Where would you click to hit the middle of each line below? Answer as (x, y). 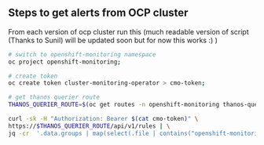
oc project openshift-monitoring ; (65, 62)
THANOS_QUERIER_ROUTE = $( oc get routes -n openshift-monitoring (114, 105)
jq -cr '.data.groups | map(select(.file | (82, 133)
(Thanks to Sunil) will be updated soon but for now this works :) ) (113, 40)
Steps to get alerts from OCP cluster (98, 13)
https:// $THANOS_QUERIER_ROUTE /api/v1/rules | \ (89, 126)
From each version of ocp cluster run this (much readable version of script (128, 31)
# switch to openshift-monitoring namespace (82, 54)
